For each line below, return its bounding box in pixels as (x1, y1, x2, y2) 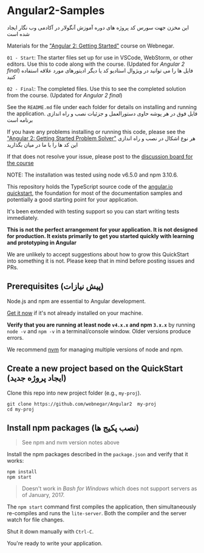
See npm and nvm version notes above (21, 439, 120, 446)
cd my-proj (7, 406, 35, 412)
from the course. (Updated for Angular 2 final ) (7, 91, 123, 99)
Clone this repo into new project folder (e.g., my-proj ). (7, 389, 141, 396)
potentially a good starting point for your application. (7, 195, 138, 203)
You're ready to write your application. (7, 540, 103, 547)
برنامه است (7, 116, 33, 124)
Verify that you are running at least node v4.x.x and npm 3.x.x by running (7, 321, 195, 328)
